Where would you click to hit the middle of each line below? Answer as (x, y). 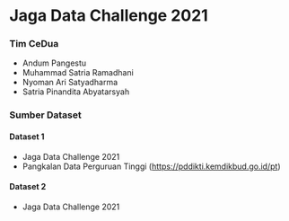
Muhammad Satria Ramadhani (78, 73)
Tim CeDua (34, 44)
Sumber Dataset (46, 115)
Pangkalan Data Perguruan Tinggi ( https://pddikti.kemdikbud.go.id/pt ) (151, 166)
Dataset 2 (28, 187)
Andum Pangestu (54, 63)
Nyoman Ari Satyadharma (70, 83)
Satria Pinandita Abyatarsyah (76, 92)
